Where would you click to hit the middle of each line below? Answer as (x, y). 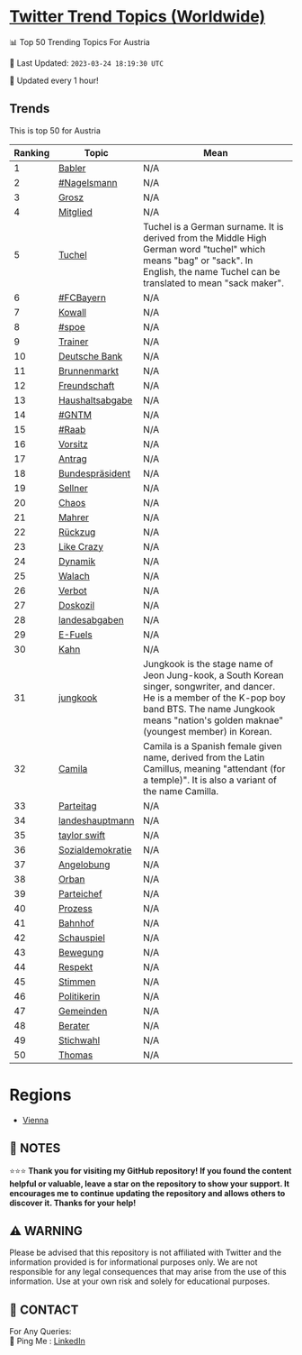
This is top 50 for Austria (55, 130)
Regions (40, 1095)
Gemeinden (83, 1011)
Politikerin (79, 996)
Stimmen (77, 982)
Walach (74, 576)
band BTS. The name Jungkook (209, 709)
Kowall (72, 312)
